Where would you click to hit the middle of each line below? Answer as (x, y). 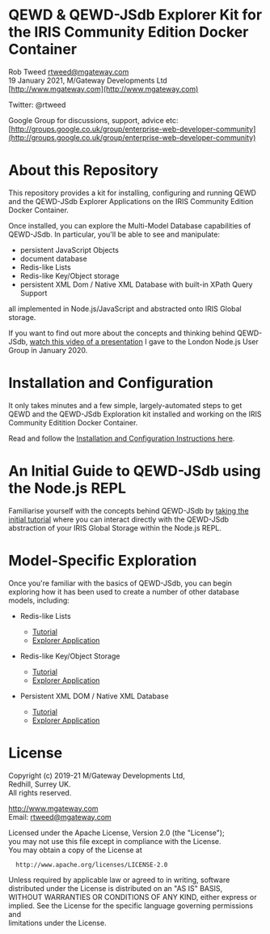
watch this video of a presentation (86, 341)
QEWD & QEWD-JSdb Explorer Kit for (135, 15)
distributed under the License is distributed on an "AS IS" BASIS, (116, 888)
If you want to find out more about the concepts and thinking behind (122, 333)
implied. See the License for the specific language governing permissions (131, 906)
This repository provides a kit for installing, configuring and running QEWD (133, 193)
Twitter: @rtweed (37, 104)
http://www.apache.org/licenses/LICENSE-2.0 (92, 864)
